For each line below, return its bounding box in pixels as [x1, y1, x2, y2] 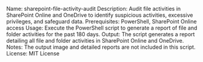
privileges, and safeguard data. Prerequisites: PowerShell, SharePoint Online [6, 18, 197, 25]
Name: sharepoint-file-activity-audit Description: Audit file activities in [6, 5, 181, 12]
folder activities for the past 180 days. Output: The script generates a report [6, 31, 195, 38]
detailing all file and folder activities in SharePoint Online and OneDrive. [6, 37, 184, 44]
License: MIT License [6, 50, 59, 57]
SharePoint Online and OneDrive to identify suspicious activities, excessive [6, 11, 193, 19]
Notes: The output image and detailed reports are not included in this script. [6, 43, 196, 51]
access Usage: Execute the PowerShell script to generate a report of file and [6, 24, 198, 31]
